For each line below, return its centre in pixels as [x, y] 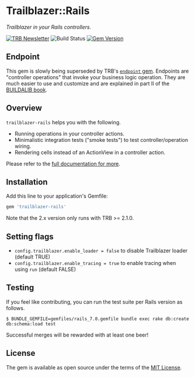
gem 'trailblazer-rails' [36, 207]
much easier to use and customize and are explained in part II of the [88, 83]
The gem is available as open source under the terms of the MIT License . [94, 367]
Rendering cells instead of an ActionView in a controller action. [90, 152]
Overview [24, 108]
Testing [20, 288]
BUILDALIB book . [27, 90]
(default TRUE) [32, 257]
